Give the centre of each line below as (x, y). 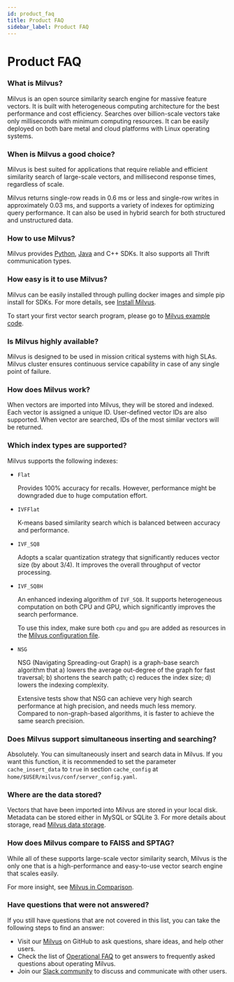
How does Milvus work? (49, 389)
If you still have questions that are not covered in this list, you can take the (114, 920)
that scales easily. (33, 873)
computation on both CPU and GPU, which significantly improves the (116, 607)
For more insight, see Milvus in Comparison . (71, 887)
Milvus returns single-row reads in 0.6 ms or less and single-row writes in (113, 198)
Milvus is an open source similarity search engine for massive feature (107, 98)
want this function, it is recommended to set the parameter (92, 761)
